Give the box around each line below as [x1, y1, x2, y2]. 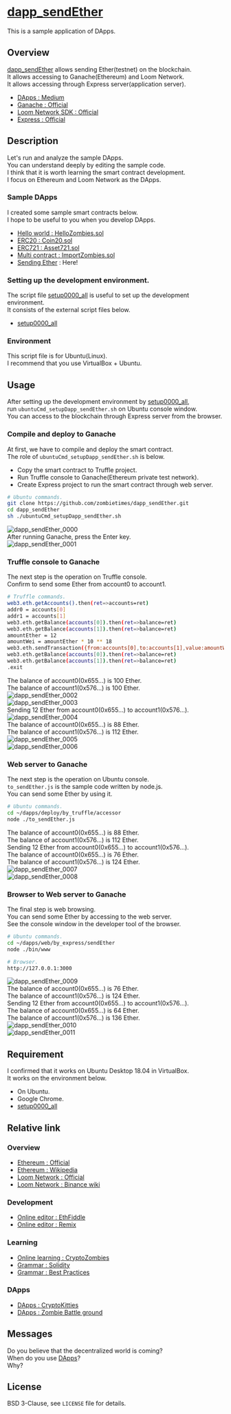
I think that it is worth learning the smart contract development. [7, 168, 186, 176]
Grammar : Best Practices [16, 1268, 90, 1276]
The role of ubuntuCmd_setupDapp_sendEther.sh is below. [7, 452, 165, 460]
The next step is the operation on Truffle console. [7, 573, 147, 581]
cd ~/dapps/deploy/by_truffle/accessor [7, 810, 122, 817]
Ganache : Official [16, 101, 69, 109]
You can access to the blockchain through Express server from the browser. [7, 412, 223, 420]
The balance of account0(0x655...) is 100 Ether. [7, 676, 142, 684]
